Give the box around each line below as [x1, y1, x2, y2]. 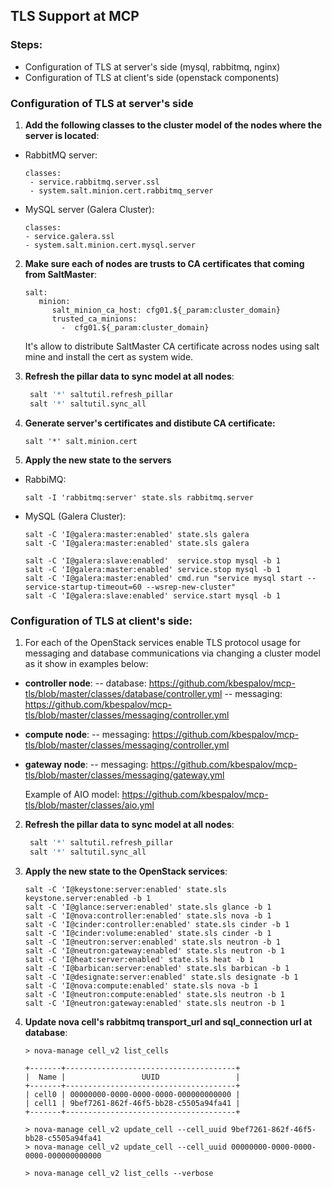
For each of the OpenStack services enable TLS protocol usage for [24, 637, 302, 649]
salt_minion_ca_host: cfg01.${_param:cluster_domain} [51, 305, 281, 315]
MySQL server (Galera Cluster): [24, 203, 155, 215]
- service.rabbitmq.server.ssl [29, 177, 160, 187]
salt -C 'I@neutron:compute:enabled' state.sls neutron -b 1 [24, 989, 286, 999]
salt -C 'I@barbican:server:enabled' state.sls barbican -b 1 [24, 963, 290, 973]
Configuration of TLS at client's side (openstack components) [24, 71, 280, 83]
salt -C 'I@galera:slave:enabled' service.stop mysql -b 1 [24, 555, 281, 566]
